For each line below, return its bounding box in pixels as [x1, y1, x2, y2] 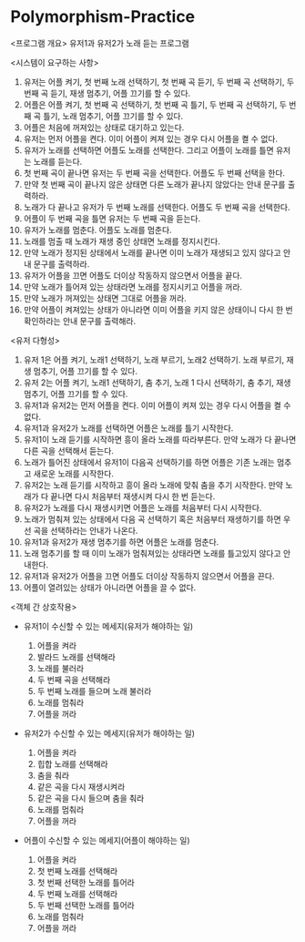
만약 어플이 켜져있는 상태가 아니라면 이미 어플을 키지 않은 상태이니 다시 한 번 [23, 303, 294, 315]
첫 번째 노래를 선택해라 [36, 865, 118, 876]
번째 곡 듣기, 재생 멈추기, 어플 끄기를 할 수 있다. [23, 87, 191, 98]
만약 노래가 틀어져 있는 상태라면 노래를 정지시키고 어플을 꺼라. [23, 281, 243, 292]
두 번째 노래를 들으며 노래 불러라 [36, 685, 152, 696]
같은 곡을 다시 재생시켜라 [36, 781, 126, 792]
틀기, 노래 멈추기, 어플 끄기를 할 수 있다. [43, 110, 184, 121]
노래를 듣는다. [33, 156, 83, 167]
